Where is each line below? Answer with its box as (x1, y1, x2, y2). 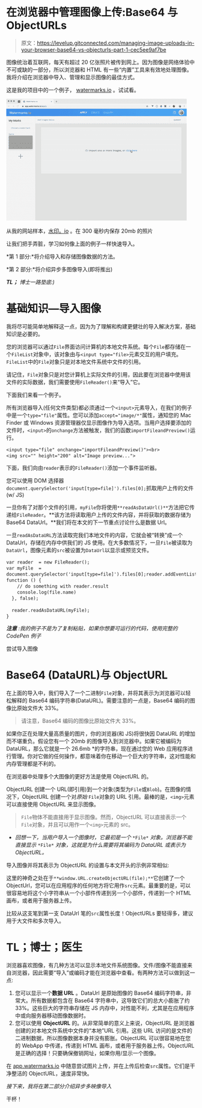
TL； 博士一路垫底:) (6, 278, 55, 286)
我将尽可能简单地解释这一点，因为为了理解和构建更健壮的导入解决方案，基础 (6, 322, 196, 330)
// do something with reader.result (17, 583, 109, 589)
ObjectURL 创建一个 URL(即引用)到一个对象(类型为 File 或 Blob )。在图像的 (6, 786, 186, 793)
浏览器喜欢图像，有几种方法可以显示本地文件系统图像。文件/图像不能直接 (6, 961, 188, 968)
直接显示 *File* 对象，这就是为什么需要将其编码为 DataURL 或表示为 (14, 841, 186, 848)
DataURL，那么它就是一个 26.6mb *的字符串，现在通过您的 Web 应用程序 (6, 745, 188, 752)
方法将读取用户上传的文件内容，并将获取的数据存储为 (59, 511, 191, 518)
